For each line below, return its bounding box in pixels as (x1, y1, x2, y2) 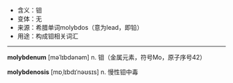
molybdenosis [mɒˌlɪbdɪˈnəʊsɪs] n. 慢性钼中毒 (7, 68, 139, 76)
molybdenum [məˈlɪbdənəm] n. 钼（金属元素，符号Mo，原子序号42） (7, 53, 207, 61)
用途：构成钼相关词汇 (17, 32, 78, 40)
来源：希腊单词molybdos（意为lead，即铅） (17, 24, 144, 31)
